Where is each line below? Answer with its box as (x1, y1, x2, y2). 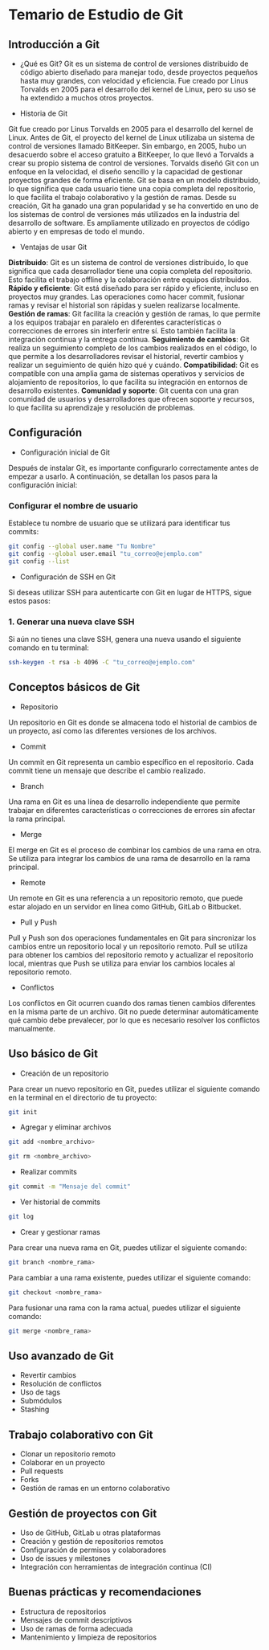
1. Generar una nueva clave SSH (8, 616, 135, 627)
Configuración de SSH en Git (19, 572, 116, 582)
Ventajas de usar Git (19, 243, 88, 251)
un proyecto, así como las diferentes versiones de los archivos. (8, 725, 217, 736)
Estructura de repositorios (19, 1607, 107, 1616)
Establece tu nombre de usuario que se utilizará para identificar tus (8, 518, 230, 528)
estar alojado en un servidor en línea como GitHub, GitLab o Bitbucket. (8, 901, 242, 911)
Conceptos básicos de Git (8, 680, 141, 694)
